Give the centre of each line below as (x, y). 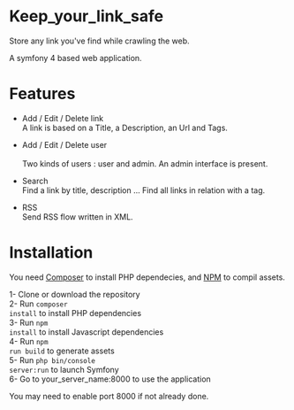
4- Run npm (29, 341)
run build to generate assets (62, 351)
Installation (51, 253)
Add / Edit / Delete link (63, 118)
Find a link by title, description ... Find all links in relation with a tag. (143, 190)
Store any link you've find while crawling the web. (99, 41)
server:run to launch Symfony (64, 369)
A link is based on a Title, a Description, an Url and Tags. (124, 128)
